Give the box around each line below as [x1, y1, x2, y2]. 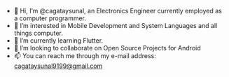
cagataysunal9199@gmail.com [13, 62, 103, 70]
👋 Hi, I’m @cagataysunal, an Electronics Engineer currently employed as [13, 7, 222, 15]
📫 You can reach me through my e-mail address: [13, 52, 156, 59]
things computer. [13, 29, 63, 37]
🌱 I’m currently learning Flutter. [13, 36, 104, 45]
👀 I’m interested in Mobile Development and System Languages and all [13, 22, 218, 29]
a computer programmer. [13, 14, 86, 22]
